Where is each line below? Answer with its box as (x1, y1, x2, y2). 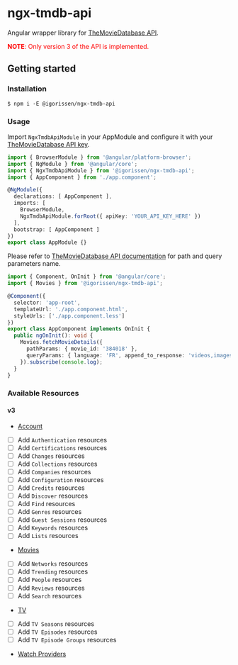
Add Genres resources (17, 508, 82, 516)
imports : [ (13, 200, 46, 207)
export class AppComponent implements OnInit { (7, 325, 151, 332)
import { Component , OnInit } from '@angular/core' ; (7, 273, 166, 281)
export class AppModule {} (7, 239, 87, 246)
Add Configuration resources (17, 475, 104, 484)
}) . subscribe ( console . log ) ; (20, 358, 103, 366)
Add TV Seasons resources (17, 619, 94, 628)
